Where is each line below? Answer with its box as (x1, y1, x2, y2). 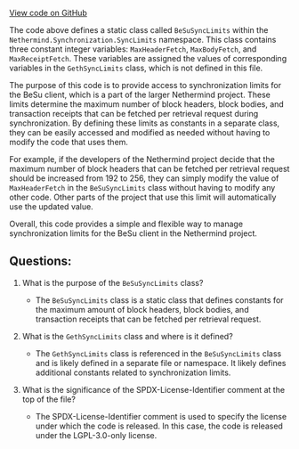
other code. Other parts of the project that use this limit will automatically (9, 192, 277, 202)
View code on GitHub (9, 8, 87, 18)
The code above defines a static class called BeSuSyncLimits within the (9, 25, 269, 35)
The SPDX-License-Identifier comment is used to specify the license (35, 411, 287, 421)
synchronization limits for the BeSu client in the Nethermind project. (9, 228, 258, 239)
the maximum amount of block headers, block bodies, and (35, 304, 249, 314)
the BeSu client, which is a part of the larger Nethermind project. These (9, 89, 271, 100)
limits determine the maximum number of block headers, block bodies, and (9, 99, 285, 110)
